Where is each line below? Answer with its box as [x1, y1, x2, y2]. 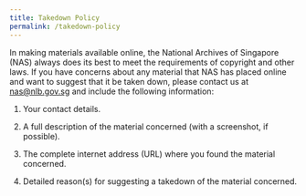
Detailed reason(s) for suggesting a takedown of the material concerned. [22, 175, 298, 187]
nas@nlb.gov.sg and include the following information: [9, 86, 215, 97]
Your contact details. [22, 103, 101, 114]
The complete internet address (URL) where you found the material [22, 148, 276, 160]
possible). [22, 130, 61, 141]
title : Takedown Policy [9, 13, 100, 23]
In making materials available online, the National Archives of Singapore [9, 46, 280, 57]
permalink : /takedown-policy [9, 22, 121, 31]
